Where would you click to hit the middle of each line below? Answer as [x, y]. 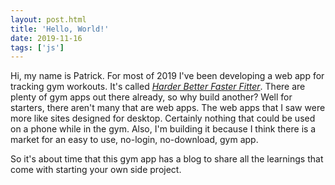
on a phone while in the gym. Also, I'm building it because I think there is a [163, 129]
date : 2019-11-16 [46, 38]
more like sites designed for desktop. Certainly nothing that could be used [163, 118]
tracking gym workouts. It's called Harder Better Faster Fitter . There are [158, 87]
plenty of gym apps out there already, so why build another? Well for [151, 97]
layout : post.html [48, 19]
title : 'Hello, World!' [60, 29]
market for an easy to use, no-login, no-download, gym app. [134, 140]
